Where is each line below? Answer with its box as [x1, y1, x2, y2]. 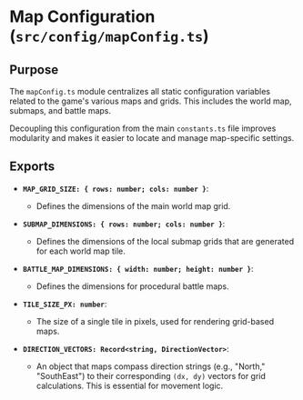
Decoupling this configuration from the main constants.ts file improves [9, 123, 277, 134]
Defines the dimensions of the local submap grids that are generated [35, 235, 295, 246]
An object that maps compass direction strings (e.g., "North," [35, 361, 266, 372]
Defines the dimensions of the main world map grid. [35, 200, 231, 211]
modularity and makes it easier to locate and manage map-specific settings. [9, 133, 295, 143]
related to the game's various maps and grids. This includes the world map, [9, 95, 293, 106]
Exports [9, 159, 56, 175]
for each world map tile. [35, 245, 126, 256]
